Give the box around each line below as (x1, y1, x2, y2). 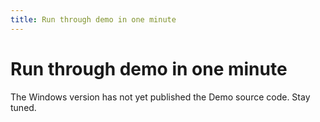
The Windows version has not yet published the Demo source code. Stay (10, 91, 311, 103)
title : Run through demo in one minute (10, 14, 177, 25)
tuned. (10, 101, 37, 113)
